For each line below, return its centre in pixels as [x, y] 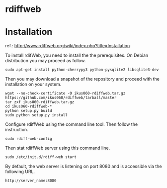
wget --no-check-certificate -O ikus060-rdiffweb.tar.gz [65, 94]
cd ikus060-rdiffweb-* [29, 106]
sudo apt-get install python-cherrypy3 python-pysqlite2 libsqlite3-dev [82, 70]
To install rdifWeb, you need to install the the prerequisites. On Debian [77, 55]
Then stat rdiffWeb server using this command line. [58, 148]
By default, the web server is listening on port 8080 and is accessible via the [83, 166]
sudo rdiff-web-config [29, 139]
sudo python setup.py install [37, 115]
